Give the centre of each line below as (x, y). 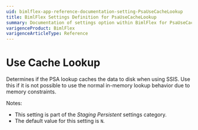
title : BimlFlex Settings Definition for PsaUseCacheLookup (82, 17)
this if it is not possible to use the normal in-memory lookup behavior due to (98, 86)
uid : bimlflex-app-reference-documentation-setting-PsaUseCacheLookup (95, 12)
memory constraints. (31, 92)
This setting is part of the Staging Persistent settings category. (90, 115)
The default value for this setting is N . (60, 121)
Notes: (14, 103)
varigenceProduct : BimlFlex (41, 28)
